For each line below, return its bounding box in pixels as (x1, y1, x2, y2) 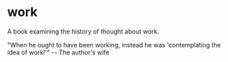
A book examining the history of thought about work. (7, 27, 159, 36)
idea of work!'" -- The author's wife (7, 48, 110, 56)
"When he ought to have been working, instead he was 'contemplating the (7, 40, 222, 49)
